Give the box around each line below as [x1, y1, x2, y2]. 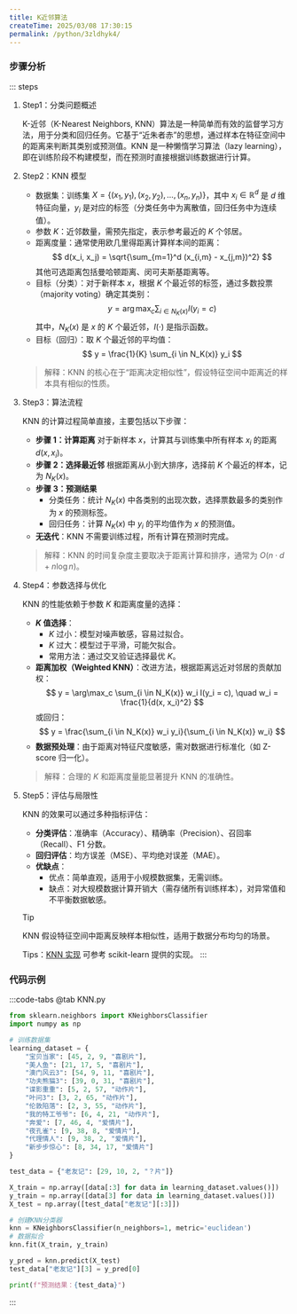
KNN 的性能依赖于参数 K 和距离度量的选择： [21, 598, 184, 609]
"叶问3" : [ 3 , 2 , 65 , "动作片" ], [25, 1093, 138, 1102]
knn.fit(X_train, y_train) [9, 1240, 109, 1249]
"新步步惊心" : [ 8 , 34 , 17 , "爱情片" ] [25, 1143, 153, 1152]
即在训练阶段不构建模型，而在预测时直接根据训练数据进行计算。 [21, 152, 255, 162]
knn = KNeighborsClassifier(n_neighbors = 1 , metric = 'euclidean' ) [9, 1224, 252, 1233]
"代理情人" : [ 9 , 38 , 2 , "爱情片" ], [25, 1135, 147, 1144]
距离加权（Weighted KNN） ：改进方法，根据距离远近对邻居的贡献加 [35, 662, 282, 673]
